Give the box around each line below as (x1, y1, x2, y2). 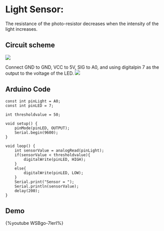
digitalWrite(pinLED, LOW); (24, 170, 84, 175)
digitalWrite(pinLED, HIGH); (24, 157, 86, 162)
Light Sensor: (5, 4, 64, 15)
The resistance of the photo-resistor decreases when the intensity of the (5, 20, 159, 27)
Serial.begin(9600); (14, 130, 58, 135)
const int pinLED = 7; (5, 103, 54, 108)
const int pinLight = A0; (5, 98, 60, 103)
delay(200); (14, 188, 40, 193)
